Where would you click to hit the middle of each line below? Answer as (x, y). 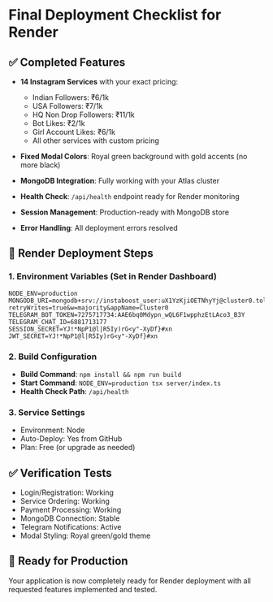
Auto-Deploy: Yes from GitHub (71, 439)
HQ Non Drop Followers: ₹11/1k (84, 115)
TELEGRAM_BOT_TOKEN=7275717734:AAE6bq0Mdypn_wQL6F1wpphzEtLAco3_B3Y (127, 314)
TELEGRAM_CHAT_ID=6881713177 (58, 322)
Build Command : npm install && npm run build (101, 374)
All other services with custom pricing (96, 141)
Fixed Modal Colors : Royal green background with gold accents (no (134, 156)
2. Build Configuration (53, 357)
